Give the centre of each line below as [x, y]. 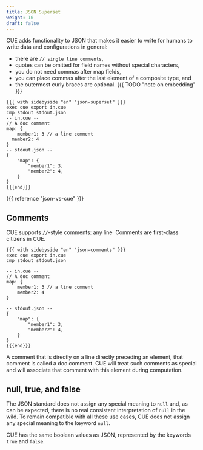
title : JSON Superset [34, 12]
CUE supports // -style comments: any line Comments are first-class [92, 232]
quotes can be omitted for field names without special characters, [97, 65]
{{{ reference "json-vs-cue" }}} [45, 199]
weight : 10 [20, 18]
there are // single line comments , [59, 59]
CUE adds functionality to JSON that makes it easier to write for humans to [99, 41]
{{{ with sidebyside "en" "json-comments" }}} [66, 250]
